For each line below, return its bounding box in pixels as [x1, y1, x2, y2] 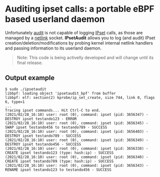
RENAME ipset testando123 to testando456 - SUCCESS [5, 167, 112, 172]
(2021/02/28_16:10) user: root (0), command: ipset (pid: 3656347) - [5, 112, 149, 117]
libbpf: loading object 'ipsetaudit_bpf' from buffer [5, 91, 116, 96]
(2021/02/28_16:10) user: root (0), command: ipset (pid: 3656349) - [5, 137, 149, 143]
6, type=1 [5, 99, 25, 104]
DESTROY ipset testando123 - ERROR [5, 116, 77, 121]
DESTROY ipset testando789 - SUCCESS [5, 133, 81, 138]
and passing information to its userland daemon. [5, 45, 102, 51]
